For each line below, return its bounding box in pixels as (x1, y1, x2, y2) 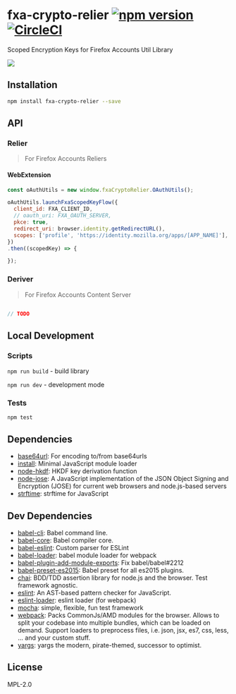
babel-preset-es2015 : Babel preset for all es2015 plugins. (17, 566, 185, 575)
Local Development (7, 329, 94, 341)
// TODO (7, 310, 30, 317)
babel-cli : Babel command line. (17, 529, 108, 537)
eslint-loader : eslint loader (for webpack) (17, 596, 137, 604)
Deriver (7, 274, 34, 284)
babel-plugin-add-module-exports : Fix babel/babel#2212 (17, 559, 185, 567)
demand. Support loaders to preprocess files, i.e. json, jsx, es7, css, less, (17, 626, 229, 635)
